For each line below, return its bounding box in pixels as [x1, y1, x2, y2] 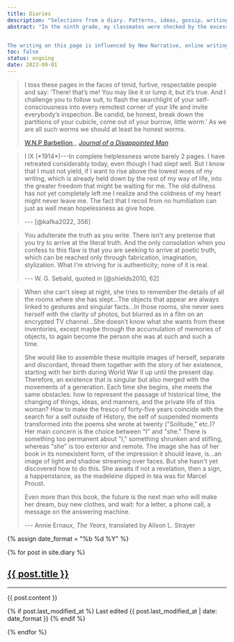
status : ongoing [7, 55, 54, 62]
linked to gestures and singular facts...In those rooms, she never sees [24, 302, 224, 311]
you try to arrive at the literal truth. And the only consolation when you [24, 238, 226, 246]
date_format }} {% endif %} [7, 614, 86, 622]
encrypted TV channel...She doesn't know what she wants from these [24, 317, 225, 325]
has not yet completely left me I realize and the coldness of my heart [24, 189, 221, 197]
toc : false [7, 48, 39, 56]
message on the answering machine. [24, 507, 130, 516]
